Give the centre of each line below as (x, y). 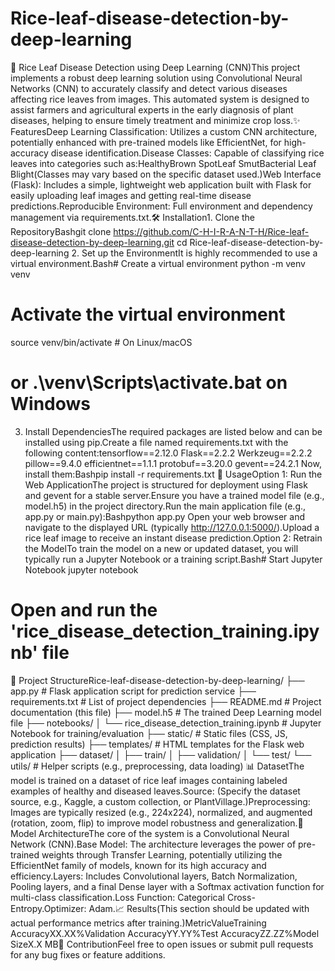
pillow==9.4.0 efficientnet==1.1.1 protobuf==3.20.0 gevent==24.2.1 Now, (173, 463)
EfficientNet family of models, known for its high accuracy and (138, 865)
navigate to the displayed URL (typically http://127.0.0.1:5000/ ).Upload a (172, 527)
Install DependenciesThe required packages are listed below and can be (173, 431)
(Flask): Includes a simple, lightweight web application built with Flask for (161, 184)
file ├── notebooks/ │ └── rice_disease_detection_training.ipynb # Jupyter (166, 723)
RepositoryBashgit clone (61, 231)
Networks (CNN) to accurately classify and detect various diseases (149, 88)
